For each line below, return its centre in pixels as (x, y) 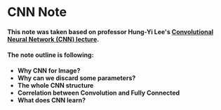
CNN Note (37, 12)
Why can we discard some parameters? (76, 78)
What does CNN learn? (52, 100)
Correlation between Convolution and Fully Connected (99, 93)
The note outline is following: (51, 55)
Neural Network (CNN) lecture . (53, 39)
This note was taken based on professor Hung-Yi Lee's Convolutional (110, 31)
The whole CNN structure (55, 85)
